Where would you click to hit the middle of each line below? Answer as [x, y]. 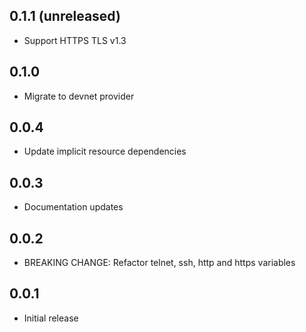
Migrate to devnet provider [79, 96]
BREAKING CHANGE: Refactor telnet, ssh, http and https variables [159, 263]
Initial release [51, 318]
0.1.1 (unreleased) [65, 16]
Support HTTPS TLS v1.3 [75, 40]
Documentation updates [73, 207]
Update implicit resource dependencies [105, 151]
